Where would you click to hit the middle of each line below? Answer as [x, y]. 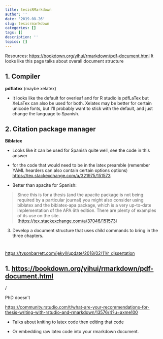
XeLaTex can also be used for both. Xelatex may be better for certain [82, 103]
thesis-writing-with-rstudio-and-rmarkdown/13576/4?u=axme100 [72, 312]
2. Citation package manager [50, 129]
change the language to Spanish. [46, 113]
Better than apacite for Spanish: [45, 185]
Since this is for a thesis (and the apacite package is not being [80, 195]
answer [20, 156]
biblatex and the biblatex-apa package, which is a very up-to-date [84, 205]
